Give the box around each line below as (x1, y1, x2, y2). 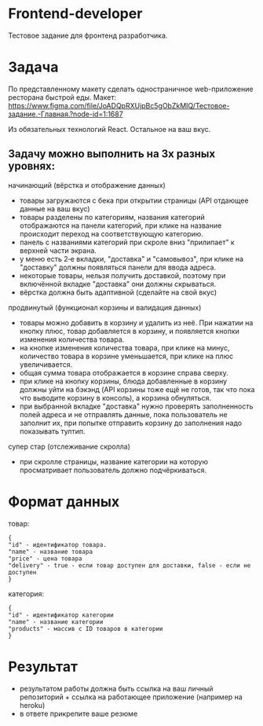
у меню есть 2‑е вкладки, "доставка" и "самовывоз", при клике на (19, 254, 244, 263)
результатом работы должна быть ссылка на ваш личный (19, 684, 214, 693)
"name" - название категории (8, 618, 104, 625)
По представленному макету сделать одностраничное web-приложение (8, 84, 254, 93)
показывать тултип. (19, 426, 86, 436)
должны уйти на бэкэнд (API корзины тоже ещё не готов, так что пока (19, 384, 255, 394)
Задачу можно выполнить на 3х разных (8, 147, 216, 161)
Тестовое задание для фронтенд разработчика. (8, 31, 168, 40)
